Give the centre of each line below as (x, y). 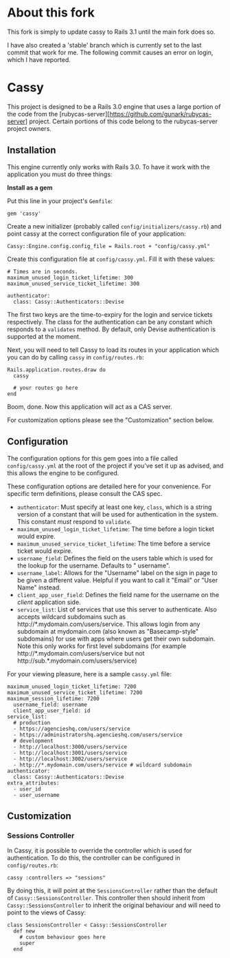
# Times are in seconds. (43, 271)
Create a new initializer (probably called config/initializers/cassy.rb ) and (114, 226)
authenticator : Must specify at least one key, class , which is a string (114, 507)
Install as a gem (30, 187)
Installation (32, 150)
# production (32, 722)
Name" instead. (39, 587)
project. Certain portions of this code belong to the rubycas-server (124, 121)
